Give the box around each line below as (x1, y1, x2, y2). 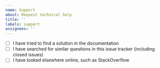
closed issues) (12, 52, 43, 58)
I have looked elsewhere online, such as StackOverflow (12, 57, 129, 63)
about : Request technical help (5, 12, 72, 17)
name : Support (5, 7, 36, 13)
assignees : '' (5, 26, 36, 31)
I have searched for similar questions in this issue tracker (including (12, 46, 155, 52)
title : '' (5, 17, 27, 22)
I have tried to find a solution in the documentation (12, 40, 119, 46)
